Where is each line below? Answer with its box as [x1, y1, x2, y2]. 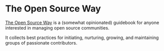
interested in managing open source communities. [5, 24, 110, 30]
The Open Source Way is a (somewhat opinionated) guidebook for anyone [5, 19, 159, 25]
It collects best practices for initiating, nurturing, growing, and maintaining [5, 34, 159, 40]
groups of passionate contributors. [5, 39, 77, 45]
